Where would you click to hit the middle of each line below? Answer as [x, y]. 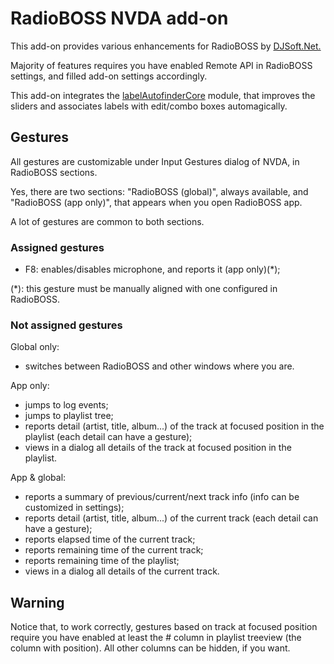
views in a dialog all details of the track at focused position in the [158, 448]
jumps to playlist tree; [69, 416]
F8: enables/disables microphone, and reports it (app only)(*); [152, 269]
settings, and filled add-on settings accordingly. [109, 76]
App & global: [38, 478]
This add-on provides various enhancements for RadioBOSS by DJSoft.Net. [166, 46]
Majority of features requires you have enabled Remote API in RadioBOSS [161, 65]
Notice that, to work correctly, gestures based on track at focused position [164, 627]
